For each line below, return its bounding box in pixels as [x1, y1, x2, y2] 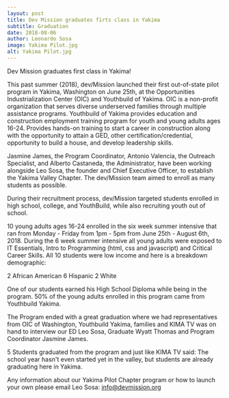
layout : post [7, 10, 44, 17]
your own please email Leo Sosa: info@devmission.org [7, 383, 162, 391]
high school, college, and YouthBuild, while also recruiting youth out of [7, 201, 206, 210]
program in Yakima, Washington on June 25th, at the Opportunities [7, 87, 196, 96]
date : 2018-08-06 [7, 29, 57, 36]
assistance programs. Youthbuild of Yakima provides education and [7, 109, 198, 117]
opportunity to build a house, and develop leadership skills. [7, 138, 174, 147]
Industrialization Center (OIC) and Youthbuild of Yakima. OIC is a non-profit [7, 95, 219, 103]
